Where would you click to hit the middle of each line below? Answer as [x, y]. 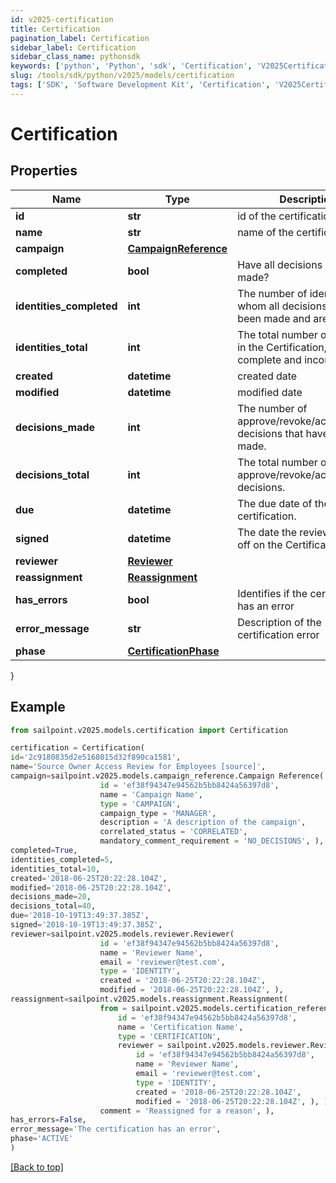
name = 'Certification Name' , [180, 1027]
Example [38, 707]
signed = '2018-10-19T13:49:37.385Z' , [86, 925]
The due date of [275, 503]
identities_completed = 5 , [62, 859]
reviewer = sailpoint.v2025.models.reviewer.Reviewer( [122, 934]
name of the [266, 232]
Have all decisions [280, 264]
